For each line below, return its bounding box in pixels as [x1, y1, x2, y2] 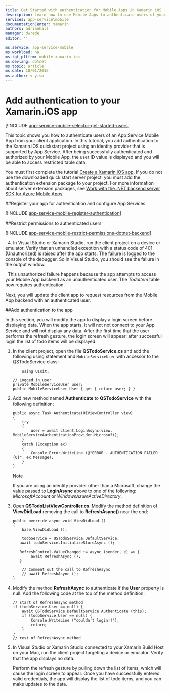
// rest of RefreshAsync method [12, 635, 81, 640]
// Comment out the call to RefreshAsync [22, 567, 110, 572]
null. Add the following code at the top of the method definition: [12, 590, 145, 596]
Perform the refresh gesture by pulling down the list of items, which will [12, 665, 162, 671]
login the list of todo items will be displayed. [5, 338, 97, 344]
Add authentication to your [5, 95, 120, 106]
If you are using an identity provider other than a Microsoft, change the [12, 482, 160, 488]
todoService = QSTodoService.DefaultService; [22, 536, 120, 541]
